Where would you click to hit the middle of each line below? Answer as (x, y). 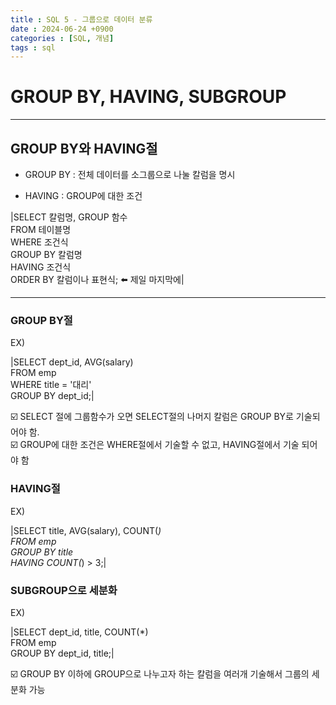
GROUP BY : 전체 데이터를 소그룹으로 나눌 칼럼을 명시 (130, 174)
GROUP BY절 (41, 320)
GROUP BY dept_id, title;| (62, 653)
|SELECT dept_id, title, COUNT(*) (79, 632)
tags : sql (33, 47)
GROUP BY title (42, 552)
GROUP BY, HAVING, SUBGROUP (148, 97)
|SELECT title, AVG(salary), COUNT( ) (86, 530)
